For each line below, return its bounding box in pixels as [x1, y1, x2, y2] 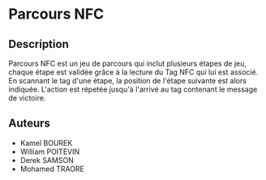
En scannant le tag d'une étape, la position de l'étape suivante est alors [8, 76, 247, 85]
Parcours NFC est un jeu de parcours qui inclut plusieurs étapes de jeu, [8, 58, 247, 68]
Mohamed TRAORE [19, 164, 85, 174]
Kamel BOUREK [19, 138, 73, 148]
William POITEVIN [19, 147, 80, 156]
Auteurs [8, 117, 51, 131]
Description [8, 37, 69, 51]
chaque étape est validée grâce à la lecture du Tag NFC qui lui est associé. [8, 67, 259, 77]
